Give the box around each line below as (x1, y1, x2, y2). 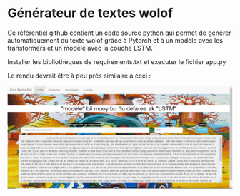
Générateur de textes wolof (7, 5, 174, 21)
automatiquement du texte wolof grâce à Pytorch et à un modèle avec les (7, 36, 224, 44)
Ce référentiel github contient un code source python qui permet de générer (7, 29, 231, 37)
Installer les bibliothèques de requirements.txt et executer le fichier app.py (7, 57, 226, 66)
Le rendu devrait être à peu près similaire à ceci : (7, 71, 151, 80)
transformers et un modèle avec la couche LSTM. (7, 43, 154, 52)
